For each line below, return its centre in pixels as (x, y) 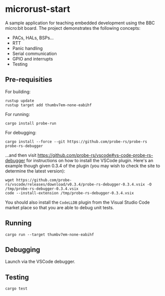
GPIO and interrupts (32, 59)
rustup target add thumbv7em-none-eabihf (49, 105)
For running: (18, 114)
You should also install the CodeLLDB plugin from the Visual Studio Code (78, 202)
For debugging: (21, 132)
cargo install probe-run (31, 123)
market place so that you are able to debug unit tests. (59, 207)
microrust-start (38, 9)
